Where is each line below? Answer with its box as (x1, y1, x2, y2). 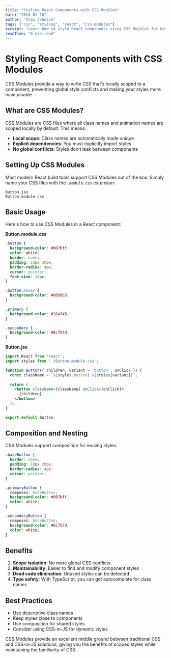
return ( (10, 382, 28, 387)
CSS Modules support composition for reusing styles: (5, 443, 118, 449)
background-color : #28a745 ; (10, 311, 70, 316)
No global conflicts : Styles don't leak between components (12, 146, 138, 152)
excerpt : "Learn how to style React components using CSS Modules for (5, 26, 158, 32)
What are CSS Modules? (5, 106, 84, 115)
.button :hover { (5, 288, 40, 293)
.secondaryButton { (5, 513, 47, 518)
